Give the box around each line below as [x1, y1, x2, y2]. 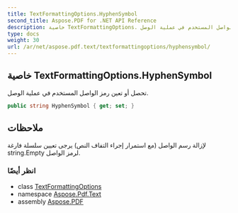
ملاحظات [7, 122, 44, 134]
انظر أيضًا [7, 166, 36, 176]
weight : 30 [7, 37, 40, 44]
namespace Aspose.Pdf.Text [17, 190, 101, 198]
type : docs [7, 30, 40, 38]
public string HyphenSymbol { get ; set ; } [7, 102, 135, 109]
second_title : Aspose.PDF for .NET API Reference [7, 17, 157, 24]
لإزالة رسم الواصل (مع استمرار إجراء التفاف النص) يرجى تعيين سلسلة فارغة [7, 141, 207, 149]
